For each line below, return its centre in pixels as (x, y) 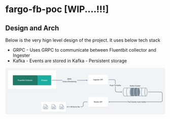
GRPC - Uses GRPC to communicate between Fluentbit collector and (84, 50)
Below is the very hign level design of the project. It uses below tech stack (83, 40)
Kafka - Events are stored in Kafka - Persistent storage (70, 61)
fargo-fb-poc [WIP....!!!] (57, 9)
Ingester (21, 55)
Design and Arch (32, 28)
